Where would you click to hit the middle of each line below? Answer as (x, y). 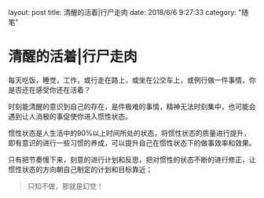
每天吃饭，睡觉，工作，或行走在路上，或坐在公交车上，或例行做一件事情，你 (132, 80)
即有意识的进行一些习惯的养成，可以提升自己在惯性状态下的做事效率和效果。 (132, 143)
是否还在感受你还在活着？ (49, 90)
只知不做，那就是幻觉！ (65, 186)
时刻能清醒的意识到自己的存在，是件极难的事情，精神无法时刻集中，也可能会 (132, 106)
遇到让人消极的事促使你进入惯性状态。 (70, 116)
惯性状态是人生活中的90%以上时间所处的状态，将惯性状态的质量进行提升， (130, 133)
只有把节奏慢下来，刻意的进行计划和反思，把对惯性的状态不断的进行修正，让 (132, 159)
